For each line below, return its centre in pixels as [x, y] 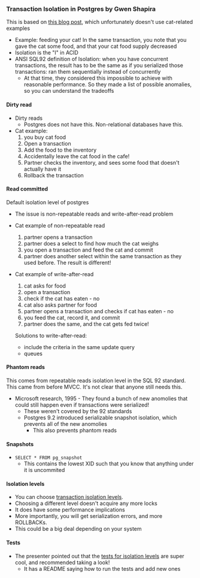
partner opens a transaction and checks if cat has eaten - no [99, 311]
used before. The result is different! [67, 262]
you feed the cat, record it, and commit [72, 317]
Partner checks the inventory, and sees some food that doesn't [101, 162]
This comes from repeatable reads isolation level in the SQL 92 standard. [96, 380]
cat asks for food [45, 286]
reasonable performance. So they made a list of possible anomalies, [108, 84]
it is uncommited [44, 470]
